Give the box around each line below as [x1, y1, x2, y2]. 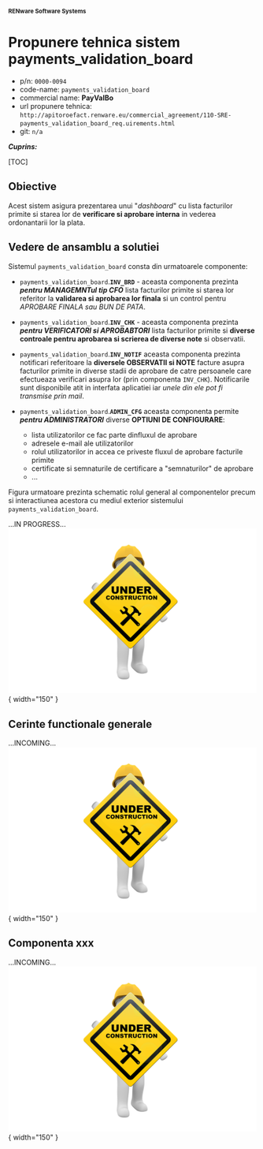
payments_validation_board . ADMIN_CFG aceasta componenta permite [19, 406, 239, 416]
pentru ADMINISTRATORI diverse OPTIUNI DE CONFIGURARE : [19, 415, 226, 424]
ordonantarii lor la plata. [8, 218, 85, 227]
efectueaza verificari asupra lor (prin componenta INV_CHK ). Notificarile [19, 374, 250, 384]
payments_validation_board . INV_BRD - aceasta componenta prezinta [19, 277, 239, 286]
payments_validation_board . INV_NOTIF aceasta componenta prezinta [19, 349, 241, 359]
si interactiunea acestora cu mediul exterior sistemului [8, 495, 183, 505]
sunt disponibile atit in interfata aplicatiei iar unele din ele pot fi [19, 382, 223, 392]
